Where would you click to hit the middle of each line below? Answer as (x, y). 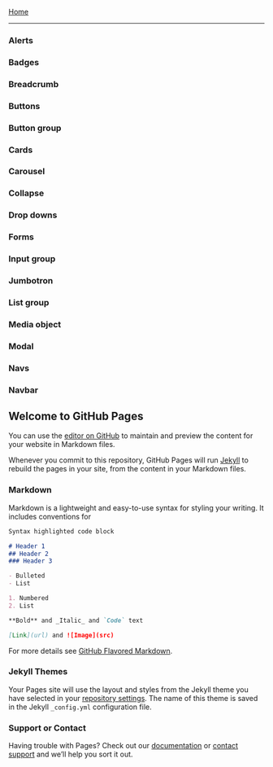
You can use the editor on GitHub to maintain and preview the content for (131, 436)
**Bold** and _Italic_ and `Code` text (76, 620)
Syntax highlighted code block (61, 531)
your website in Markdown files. (62, 445)
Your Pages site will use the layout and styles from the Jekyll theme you (129, 689)
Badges (24, 62)
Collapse (26, 193)
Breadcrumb (34, 84)
